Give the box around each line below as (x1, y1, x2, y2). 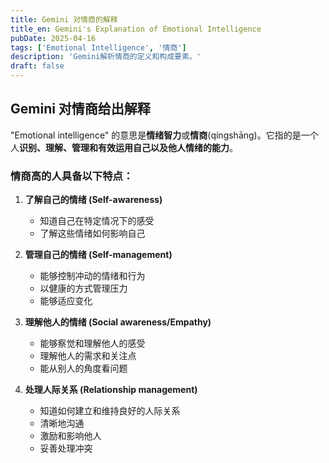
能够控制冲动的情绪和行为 (39, 270, 146, 282)
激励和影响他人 (39, 430, 102, 442)
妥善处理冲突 (39, 442, 93, 455)
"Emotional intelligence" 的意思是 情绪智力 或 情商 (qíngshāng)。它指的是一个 (10, 129, 319, 141)
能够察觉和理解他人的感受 (39, 337, 146, 350)
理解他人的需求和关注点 (39, 350, 137, 362)
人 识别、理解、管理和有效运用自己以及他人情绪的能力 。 (10, 141, 238, 153)
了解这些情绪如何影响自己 (39, 227, 146, 240)
